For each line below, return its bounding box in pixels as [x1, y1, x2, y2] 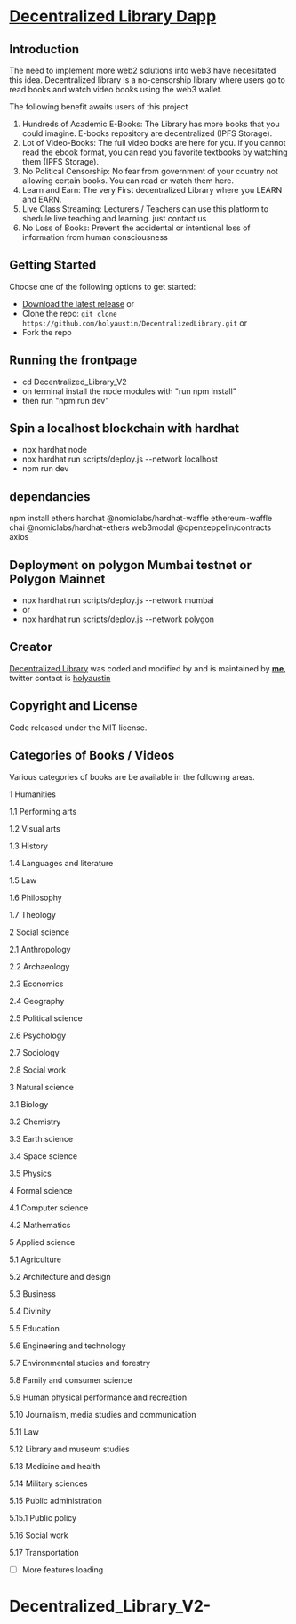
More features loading [21, 1564, 104, 1575]
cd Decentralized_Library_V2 [21, 376, 127, 387]
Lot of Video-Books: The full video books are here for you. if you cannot [21, 138, 286, 148]
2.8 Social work [9, 1065, 67, 1075]
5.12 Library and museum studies [9, 1443, 131, 1454]
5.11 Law [9, 1426, 40, 1437]
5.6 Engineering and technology [9, 1340, 126, 1351]
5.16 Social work [9, 1530, 68, 1540]
